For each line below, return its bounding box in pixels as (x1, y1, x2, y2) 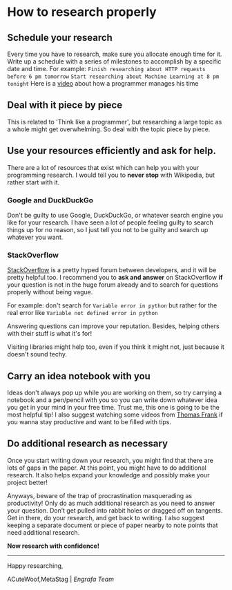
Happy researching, (7, 561, 64, 570)
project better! (7, 478, 48, 486)
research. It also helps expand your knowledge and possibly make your (7, 470, 210, 479)
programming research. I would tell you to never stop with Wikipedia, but (7, 171, 215, 179)
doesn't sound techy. (7, 350, 68, 359)
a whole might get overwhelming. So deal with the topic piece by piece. (7, 125, 211, 133)
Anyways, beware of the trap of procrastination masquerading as (7, 491, 192, 499)
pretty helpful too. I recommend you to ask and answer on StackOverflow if (7, 274, 223, 282)
